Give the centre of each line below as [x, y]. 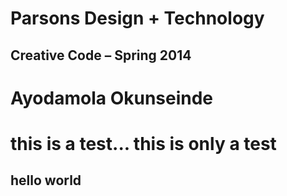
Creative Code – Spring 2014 [101, 55]
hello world [46, 180]
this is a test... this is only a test [143, 143]
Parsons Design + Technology [137, 18]
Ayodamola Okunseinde [112, 98]
